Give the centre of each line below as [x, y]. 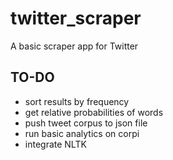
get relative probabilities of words [94, 112]
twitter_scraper [76, 18]
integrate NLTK [55, 144]
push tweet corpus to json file [86, 123]
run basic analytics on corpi [82, 133]
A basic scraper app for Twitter [74, 46]
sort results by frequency [77, 101]
